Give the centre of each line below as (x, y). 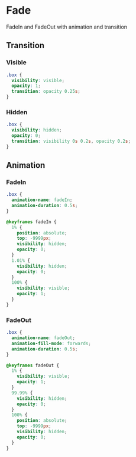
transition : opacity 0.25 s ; (46, 92)
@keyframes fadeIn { (32, 222)
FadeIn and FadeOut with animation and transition (67, 27)
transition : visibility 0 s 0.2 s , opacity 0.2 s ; (71, 141)
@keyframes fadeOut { (33, 365)
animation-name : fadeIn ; (42, 200)
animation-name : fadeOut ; (43, 338)
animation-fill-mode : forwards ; (51, 343)
